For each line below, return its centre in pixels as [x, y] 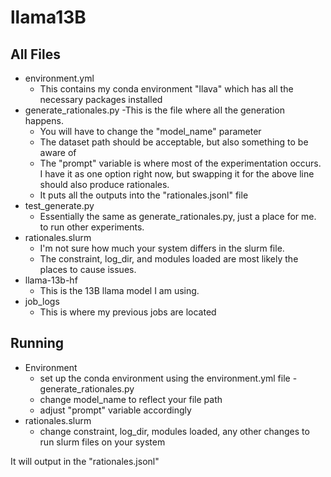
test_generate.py [59, 205]
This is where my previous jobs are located [128, 312]
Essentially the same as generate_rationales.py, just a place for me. [178, 216]
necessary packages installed [101, 99]
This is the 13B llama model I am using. [119, 290]
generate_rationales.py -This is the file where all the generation [154, 110]
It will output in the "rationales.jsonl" [85, 461]
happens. [44, 120]
